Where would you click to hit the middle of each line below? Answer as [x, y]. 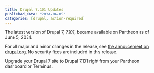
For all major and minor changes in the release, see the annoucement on [77, 47]
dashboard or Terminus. [29, 66]
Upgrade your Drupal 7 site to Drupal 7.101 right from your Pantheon [72, 61]
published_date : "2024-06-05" [35, 14]
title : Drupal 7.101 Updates [34, 9]
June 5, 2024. [19, 37]
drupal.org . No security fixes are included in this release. [61, 52]
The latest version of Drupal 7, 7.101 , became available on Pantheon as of [77, 32]
